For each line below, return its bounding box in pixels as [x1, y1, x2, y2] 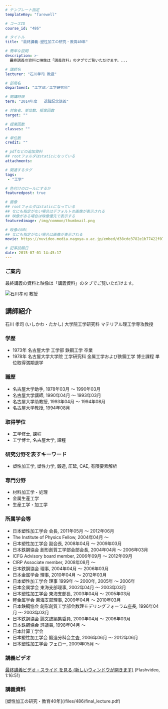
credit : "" [5, 140, 28, 145]
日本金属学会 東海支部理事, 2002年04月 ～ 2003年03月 [12, 584, 126, 590]
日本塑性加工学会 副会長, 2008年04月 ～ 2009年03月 [12, 540, 122, 547]
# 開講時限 [5, 94, 25, 99]
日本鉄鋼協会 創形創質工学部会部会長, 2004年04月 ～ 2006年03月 [12, 547, 148, 553]
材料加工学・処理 [12, 489, 48, 495]
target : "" [5, 112, 28, 118]
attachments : [5, 158, 32, 163]
